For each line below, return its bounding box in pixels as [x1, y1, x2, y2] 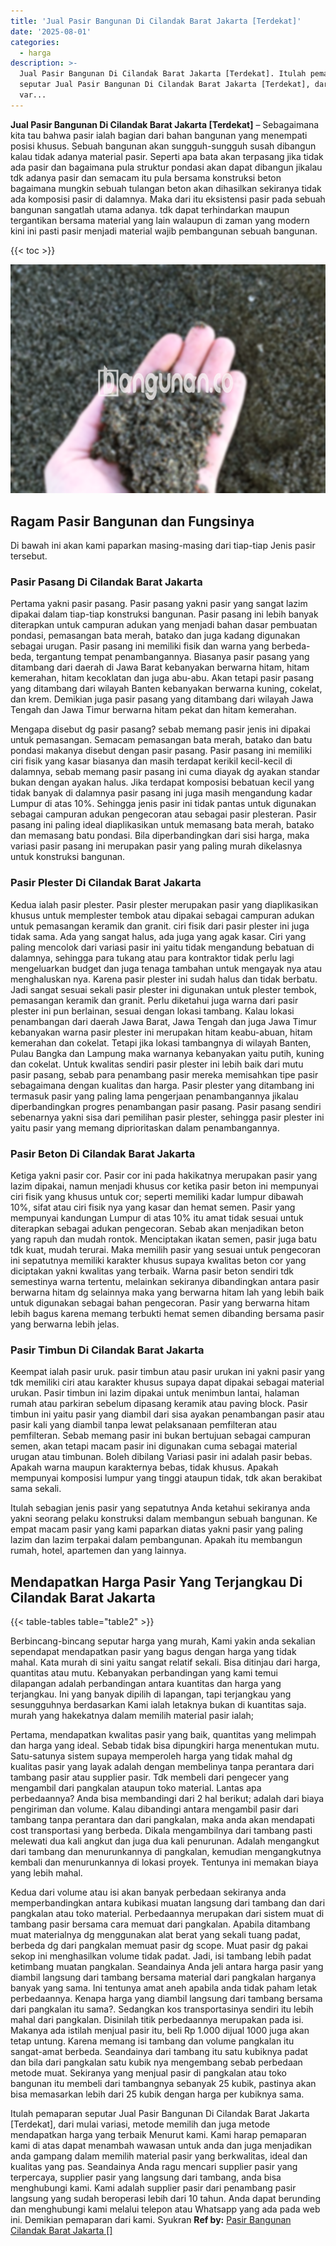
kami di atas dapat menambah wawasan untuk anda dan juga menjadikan [10, 2140, 312, 2152]
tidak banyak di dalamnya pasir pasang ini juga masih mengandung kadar [10, 787, 313, 799]
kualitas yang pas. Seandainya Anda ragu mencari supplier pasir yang [10, 2161, 298, 2173]
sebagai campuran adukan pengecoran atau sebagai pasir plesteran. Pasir [10, 808, 317, 820]
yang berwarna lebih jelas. [10, 1318, 120, 1330]
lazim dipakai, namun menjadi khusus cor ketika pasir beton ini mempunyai [10, 1180, 319, 1192]
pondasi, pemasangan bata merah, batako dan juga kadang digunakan [10, 630, 301, 642]
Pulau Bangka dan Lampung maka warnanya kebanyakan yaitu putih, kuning [10, 1047, 325, 1059]
